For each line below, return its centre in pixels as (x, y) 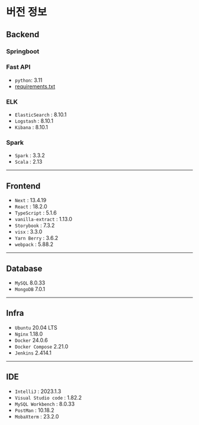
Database (24, 268)
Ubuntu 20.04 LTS (36, 327)
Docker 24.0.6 (31, 340)
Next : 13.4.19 (31, 200)
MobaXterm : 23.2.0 (37, 416)
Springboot (23, 51)
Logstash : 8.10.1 (34, 121)
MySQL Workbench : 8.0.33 (45, 404)
